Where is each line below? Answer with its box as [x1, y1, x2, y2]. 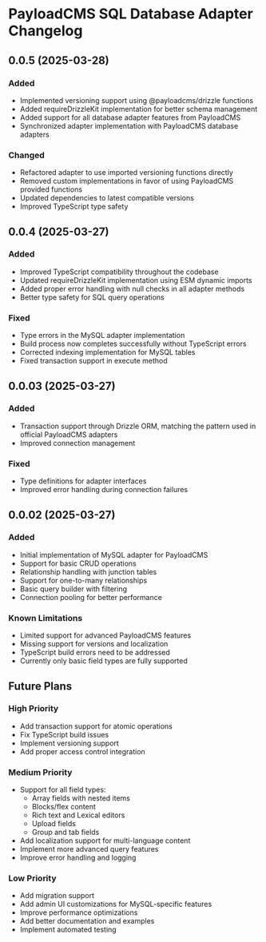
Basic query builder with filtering [19, 584, 128, 594]
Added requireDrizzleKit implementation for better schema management [19, 104, 258, 113]
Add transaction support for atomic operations [19, 721, 173, 731]
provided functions [19, 185, 82, 194]
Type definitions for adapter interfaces [19, 476, 147, 486]
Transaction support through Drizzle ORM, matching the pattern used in [19, 421, 256, 431]
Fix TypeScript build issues [19, 729, 109, 739]
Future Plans [8, 679, 73, 693]
